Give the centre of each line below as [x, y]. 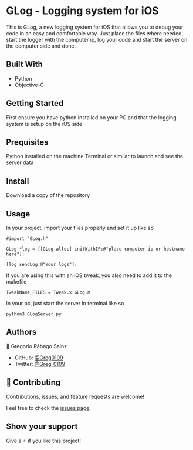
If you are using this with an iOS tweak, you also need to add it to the [89, 275]
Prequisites [27, 142]
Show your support [42, 427]
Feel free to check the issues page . [48, 408]
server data [20, 162]
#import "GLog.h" [27, 239]
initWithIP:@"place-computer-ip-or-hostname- [131, 249]
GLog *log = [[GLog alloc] [39, 249]
